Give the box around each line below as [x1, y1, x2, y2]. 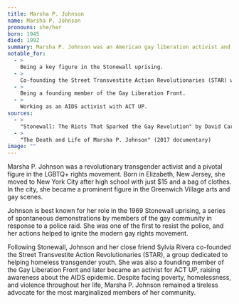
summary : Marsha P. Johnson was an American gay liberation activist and [7, 43, 231, 51]
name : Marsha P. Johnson [7, 17, 81, 24]
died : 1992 [7, 37, 40, 44]
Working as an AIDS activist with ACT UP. [20, 103, 148, 110]
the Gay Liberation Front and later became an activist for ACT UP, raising [7, 266, 221, 274]
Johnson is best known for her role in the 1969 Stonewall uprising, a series [7, 206, 226, 215]
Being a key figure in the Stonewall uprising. [20, 63, 164, 70]
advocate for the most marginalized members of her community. [7, 288, 196, 297]
